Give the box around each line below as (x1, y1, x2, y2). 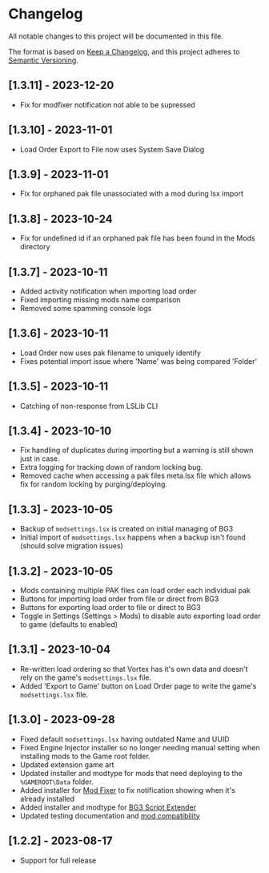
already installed (19, 794, 74, 803)
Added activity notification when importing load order (19, 286, 197, 296)
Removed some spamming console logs (19, 304, 152, 313)
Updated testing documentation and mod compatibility (19, 810, 200, 820)
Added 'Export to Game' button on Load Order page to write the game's (19, 681, 257, 690)
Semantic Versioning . (8, 55, 78, 65)
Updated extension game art (19, 759, 114, 770)
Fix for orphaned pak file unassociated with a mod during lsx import (19, 189, 244, 199)
